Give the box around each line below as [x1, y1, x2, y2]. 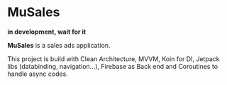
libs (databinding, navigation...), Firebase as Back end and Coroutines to [7, 62, 218, 70]
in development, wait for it [7, 27, 87, 36]
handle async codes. [7, 70, 69, 78]
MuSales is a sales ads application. [7, 41, 111, 49]
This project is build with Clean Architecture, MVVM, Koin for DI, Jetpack [7, 54, 220, 63]
